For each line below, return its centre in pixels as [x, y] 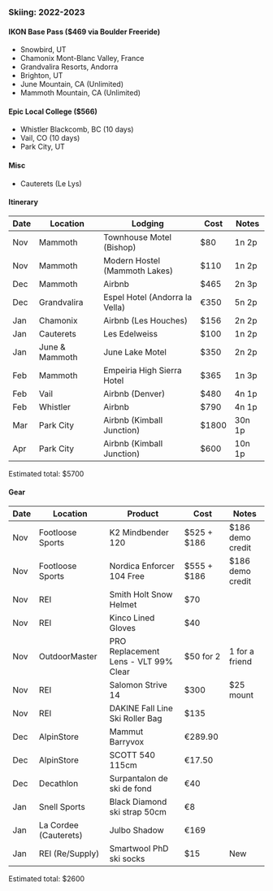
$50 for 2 [202, 656]
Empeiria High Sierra [142, 370]
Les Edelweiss [130, 333]
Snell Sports [62, 806]
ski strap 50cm [138, 811]
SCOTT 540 [132, 754]
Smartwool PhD [139, 848]
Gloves [123, 628]
